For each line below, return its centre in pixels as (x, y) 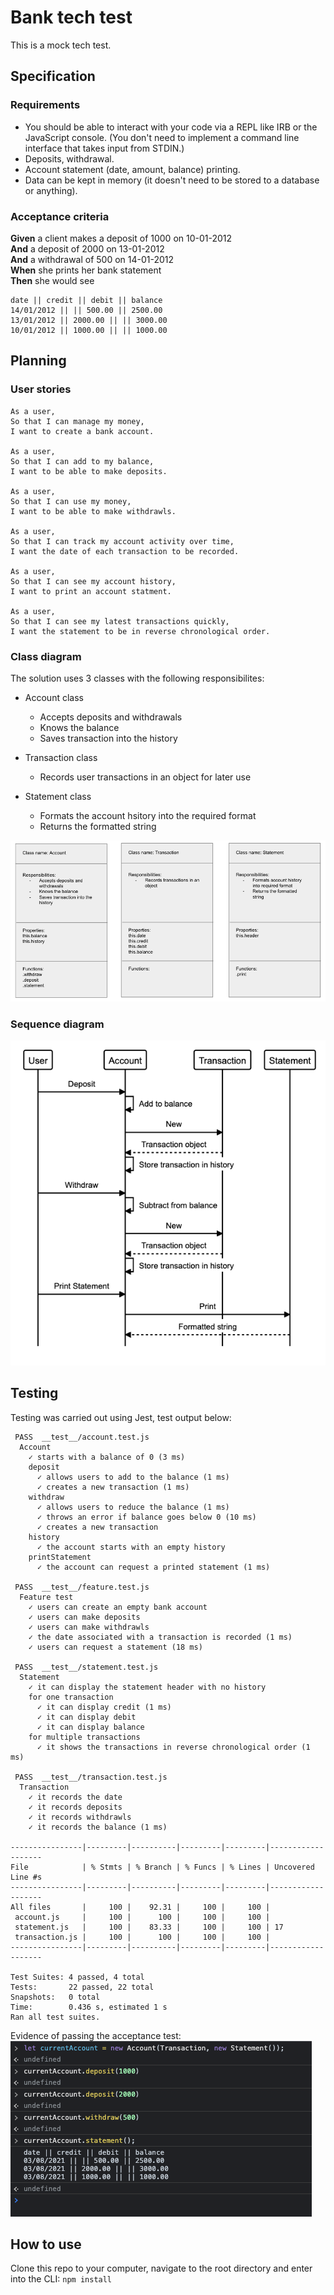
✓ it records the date (75, 1797)
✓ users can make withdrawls (89, 1627)
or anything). (51, 190)
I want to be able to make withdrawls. (93, 511)
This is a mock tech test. (61, 45)
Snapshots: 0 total (55, 1997)
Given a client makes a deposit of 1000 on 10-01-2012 (121, 238)
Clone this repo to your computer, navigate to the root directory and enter (161, 2268)
